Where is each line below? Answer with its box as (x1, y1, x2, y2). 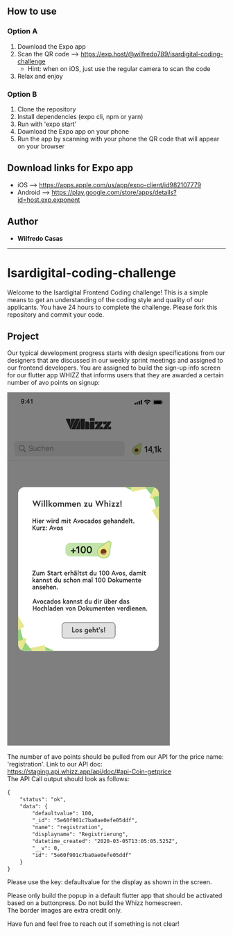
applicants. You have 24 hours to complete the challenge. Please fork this (7, 303, 218, 311)
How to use (7, 6, 57, 17)
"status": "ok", (19, 796, 67, 803)
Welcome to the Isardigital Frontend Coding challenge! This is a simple (7, 288, 209, 297)
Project (7, 330, 40, 342)
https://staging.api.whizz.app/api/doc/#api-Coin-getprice (7, 767, 172, 776)
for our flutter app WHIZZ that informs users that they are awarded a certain (7, 371, 224, 379)
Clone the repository (17, 104, 76, 113)
